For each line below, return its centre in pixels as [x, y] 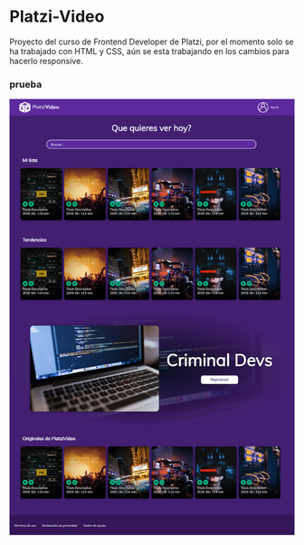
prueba [26, 84]
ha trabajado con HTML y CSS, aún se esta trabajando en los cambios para [149, 51]
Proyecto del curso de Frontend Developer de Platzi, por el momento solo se [152, 42]
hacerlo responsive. [46, 61]
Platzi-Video [57, 17]
